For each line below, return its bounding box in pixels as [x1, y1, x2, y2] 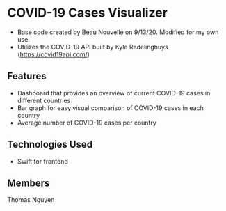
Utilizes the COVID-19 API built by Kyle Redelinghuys [17, 42, 168, 51]
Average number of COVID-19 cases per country [17, 118, 156, 127]
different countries [17, 96, 71, 104]
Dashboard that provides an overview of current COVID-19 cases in [17, 88, 211, 97]
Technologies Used [7, 139, 92, 150]
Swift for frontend [17, 157, 68, 165]
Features [7, 70, 47, 82]
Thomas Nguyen [7, 196, 55, 204]
